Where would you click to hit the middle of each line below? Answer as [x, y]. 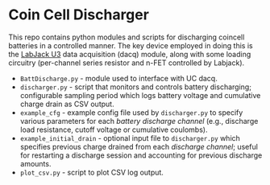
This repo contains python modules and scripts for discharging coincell [127, 37]
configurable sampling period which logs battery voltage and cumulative [140, 95]
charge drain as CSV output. [67, 104]
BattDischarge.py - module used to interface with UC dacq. [118, 78]
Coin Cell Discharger [79, 15]
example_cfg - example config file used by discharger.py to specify [131, 112]
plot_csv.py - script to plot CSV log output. [91, 172]
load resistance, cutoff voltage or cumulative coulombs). [114, 129]
